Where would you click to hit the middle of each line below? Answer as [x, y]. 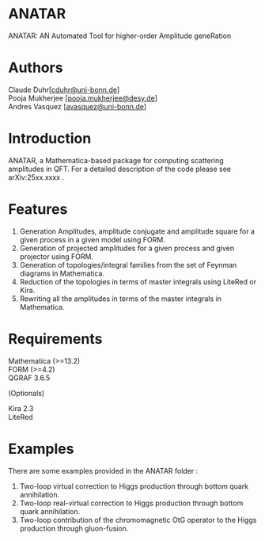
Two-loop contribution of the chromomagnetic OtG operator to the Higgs [138, 520]
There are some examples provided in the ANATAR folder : [103, 471]
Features [38, 209]
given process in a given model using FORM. [93, 239]
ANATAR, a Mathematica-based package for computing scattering [116, 160]
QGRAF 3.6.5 [29, 378]
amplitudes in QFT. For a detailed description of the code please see [120, 169]
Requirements [55, 339]
